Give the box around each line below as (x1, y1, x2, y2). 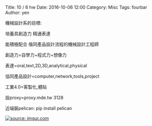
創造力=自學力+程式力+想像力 (5, 52, 67, 58)
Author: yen (5, 10, 30, 16)
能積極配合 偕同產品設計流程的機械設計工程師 (5, 41, 99, 47)
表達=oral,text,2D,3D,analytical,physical (5, 63, 87, 68)
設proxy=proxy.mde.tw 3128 (5, 95, 64, 100)
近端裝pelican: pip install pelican (5, 105, 72, 111)
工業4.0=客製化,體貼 (5, 84, 47, 90)
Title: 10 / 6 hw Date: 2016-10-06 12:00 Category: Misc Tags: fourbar (5, 5, 147, 10)
